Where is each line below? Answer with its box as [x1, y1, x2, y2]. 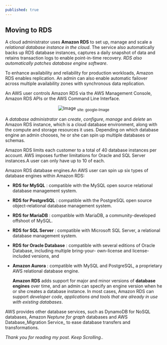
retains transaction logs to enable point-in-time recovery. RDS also [5, 55, 142, 61]
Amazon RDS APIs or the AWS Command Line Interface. [5, 95, 121, 101]
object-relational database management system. [12, 203, 112, 209]
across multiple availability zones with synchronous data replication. [5, 80, 146, 86]
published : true [5, 7, 39, 12]
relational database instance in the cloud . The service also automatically [5, 44, 155, 50]
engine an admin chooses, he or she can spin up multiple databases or [5, 132, 151, 138]
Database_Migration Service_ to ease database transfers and [5, 319, 131, 325]
